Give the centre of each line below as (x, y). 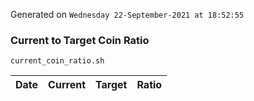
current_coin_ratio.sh (57, 61)
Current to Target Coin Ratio (80, 40)
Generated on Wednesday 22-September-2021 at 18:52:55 (127, 14)
